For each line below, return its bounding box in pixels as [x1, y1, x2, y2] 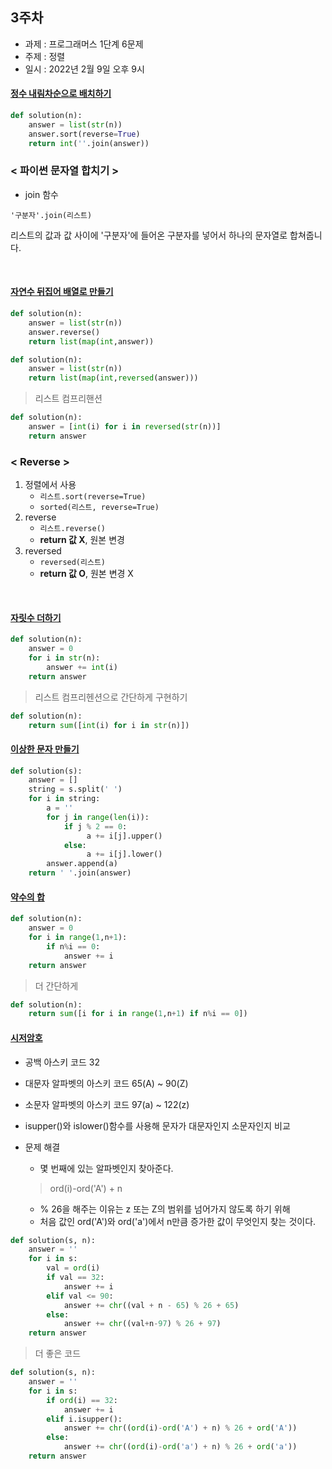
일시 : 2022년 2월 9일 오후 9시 [24, 63, 145, 75]
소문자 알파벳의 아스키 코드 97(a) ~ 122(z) [24, 1098, 190, 1110]
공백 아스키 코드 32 [24, 1056, 100, 1068]
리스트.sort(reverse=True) [39, 492, 147, 502]
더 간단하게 [34, 979, 79, 992]
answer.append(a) [46, 859, 118, 869]
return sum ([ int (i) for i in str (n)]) [28, 720, 190, 730]
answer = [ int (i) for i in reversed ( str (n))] [28, 422, 222, 432]
